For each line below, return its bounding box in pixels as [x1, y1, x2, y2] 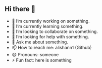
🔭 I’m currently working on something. [11, 18, 90, 24]
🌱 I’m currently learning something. [11, 23, 84, 29]
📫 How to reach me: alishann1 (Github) [11, 44, 92, 50]
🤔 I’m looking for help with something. [11, 34, 89, 39]
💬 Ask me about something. [11, 39, 68, 45]
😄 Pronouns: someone [11, 51, 59, 57]
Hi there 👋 [4, 5, 36, 13]
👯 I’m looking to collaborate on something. [11, 28, 98, 34]
